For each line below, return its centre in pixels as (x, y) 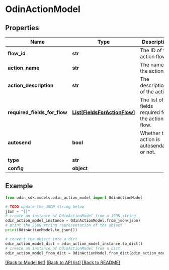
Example (19, 186)
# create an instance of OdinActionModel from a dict (63, 248)
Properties (22, 28)
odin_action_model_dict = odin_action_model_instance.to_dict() (74, 244)
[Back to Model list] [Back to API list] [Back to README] (63, 262)
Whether (150, 133)
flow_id (17, 53)
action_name (24, 68)
